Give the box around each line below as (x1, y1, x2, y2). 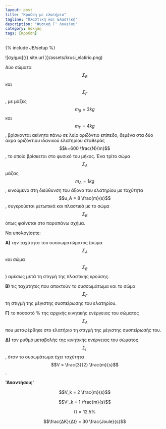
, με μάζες (5, 98, 27, 104)
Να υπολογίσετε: (5, 230, 41, 236)
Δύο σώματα (5, 64, 32, 70)
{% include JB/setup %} (5, 45, 56, 50)
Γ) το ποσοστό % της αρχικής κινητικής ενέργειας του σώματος (5, 310, 139, 316)
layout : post (5, 7, 33, 13)
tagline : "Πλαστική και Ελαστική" (5, 17, 78, 22)
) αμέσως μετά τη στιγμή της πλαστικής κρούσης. (5, 274, 110, 280)
